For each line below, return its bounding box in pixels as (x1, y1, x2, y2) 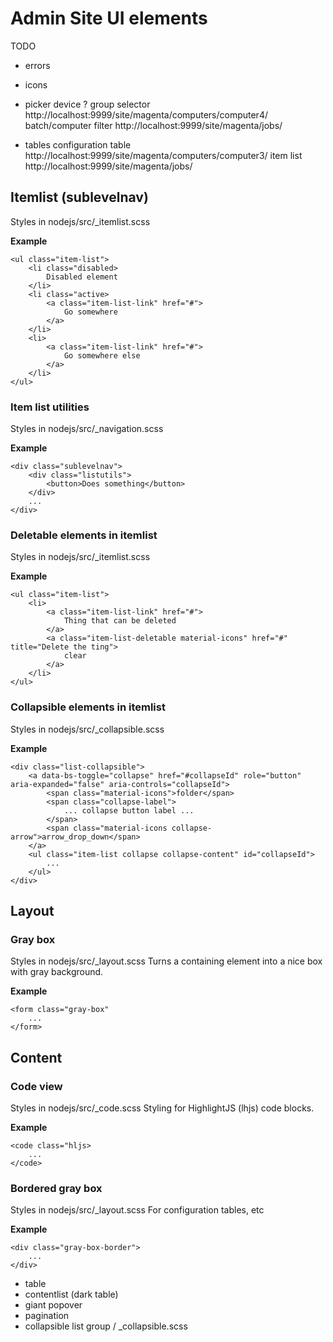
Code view (10, 1079, 63, 1093)
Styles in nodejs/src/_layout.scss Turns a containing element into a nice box (10, 955, 323, 967)
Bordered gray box (10, 1181, 103, 1195)
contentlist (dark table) (24, 1288, 119, 1301)
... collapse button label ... (63, 805, 195, 816)
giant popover (24, 1299, 83, 1311)
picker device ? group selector (24, 98, 151, 110)
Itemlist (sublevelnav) (10, 189, 149, 206)
